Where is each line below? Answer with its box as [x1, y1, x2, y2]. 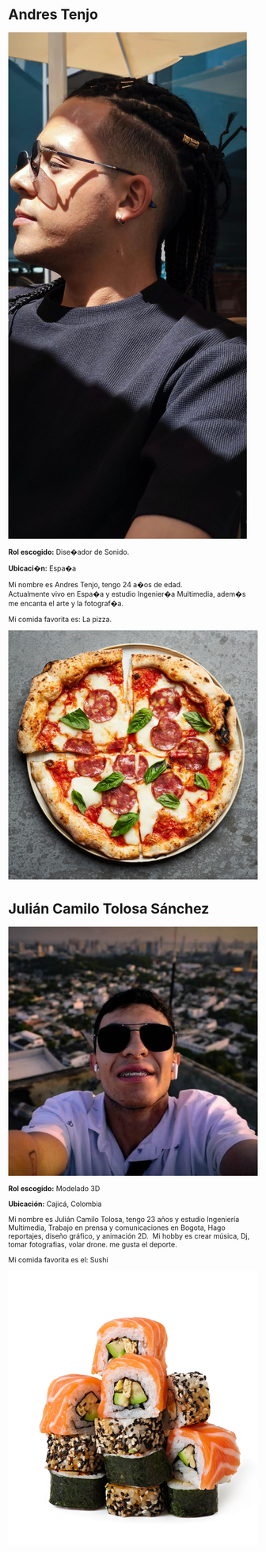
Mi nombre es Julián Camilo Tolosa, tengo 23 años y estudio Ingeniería [8, 1214, 240, 1224]
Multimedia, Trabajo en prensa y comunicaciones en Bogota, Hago [8, 1223, 226, 1232]
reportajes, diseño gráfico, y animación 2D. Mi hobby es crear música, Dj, [8, 1231, 250, 1240]
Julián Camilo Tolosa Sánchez [8, 900, 210, 918]
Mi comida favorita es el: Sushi [8, 1254, 108, 1264]
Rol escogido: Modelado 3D [8, 1183, 101, 1193]
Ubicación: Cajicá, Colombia [8, 1199, 102, 1209]
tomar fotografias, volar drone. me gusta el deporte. [8, 1239, 177, 1249]
